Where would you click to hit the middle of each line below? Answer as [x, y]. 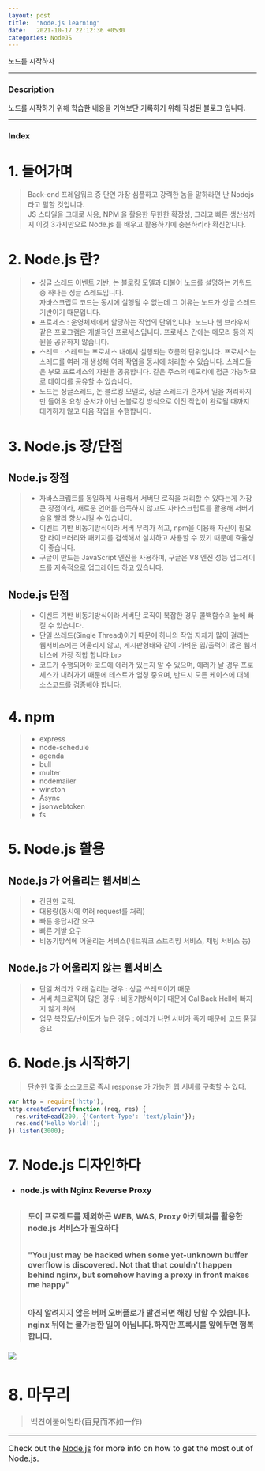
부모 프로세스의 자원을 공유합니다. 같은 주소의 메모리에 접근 [138, 372]
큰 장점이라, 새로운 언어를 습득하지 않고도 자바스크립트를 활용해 [136, 508]
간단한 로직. [57, 901]
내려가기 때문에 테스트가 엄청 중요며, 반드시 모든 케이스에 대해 [155, 675]
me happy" [49, 1285]
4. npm [32, 717]
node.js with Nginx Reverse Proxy [86, 1190]
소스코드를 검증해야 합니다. [80, 684]
